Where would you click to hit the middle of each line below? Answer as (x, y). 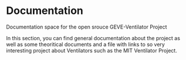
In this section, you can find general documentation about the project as (93, 38)
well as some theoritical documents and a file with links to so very (86, 44)
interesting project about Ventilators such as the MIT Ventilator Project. (92, 50)
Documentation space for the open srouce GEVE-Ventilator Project (87, 27)
